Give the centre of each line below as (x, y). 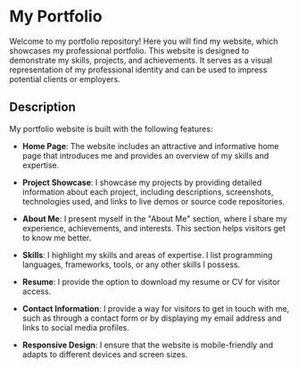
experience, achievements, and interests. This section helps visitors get (154, 228)
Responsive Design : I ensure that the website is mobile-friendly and (148, 345)
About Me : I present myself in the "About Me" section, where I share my (154, 218)
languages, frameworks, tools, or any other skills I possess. (131, 264)
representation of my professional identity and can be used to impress (138, 70)
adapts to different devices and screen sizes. (105, 354)
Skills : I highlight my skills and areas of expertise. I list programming (147, 255)
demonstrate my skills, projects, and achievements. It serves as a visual (141, 60)
